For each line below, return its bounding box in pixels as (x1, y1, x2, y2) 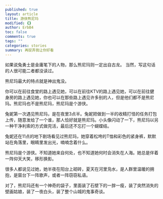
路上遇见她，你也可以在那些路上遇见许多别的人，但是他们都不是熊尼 (18, 94, 154, 100)
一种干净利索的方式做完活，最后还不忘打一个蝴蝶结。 (5, 123, 112, 129)
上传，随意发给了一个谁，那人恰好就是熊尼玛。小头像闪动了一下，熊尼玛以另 (5, 117, 159, 123)
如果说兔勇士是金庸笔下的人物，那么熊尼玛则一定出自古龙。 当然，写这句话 (5, 62, 156, 67)
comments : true (5, 34, 36, 39)
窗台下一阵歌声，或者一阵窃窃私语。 (18, 172, 91, 178)
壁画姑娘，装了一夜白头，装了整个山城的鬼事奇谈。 (5, 188, 108, 194)
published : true (5, 7, 38, 12)
